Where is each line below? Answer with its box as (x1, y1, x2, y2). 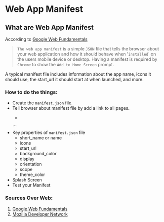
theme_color (19, 172, 45, 178)
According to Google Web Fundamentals (5, 36, 88, 42)
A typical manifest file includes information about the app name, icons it (5, 71, 152, 77)
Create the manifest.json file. (12, 100, 73, 106)
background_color (19, 151, 57, 157)
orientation (19, 161, 42, 167)
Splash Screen (12, 177, 42, 183)
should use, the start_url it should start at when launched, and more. (5, 77, 144, 82)
